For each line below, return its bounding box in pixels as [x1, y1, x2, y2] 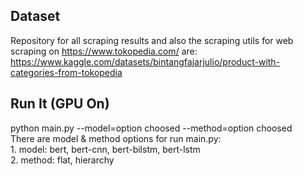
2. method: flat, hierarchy [10, 154, 115, 166]
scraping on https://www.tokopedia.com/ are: [10, 45, 198, 57]
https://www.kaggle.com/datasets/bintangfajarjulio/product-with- [10, 55, 281, 68]
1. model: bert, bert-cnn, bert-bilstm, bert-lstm [10, 143, 201, 155]
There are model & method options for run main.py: [10, 132, 222, 144]
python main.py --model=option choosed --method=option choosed [10, 122, 293, 134]
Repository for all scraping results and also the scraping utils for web [10, 34, 294, 46]
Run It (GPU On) [10, 95, 110, 113]
